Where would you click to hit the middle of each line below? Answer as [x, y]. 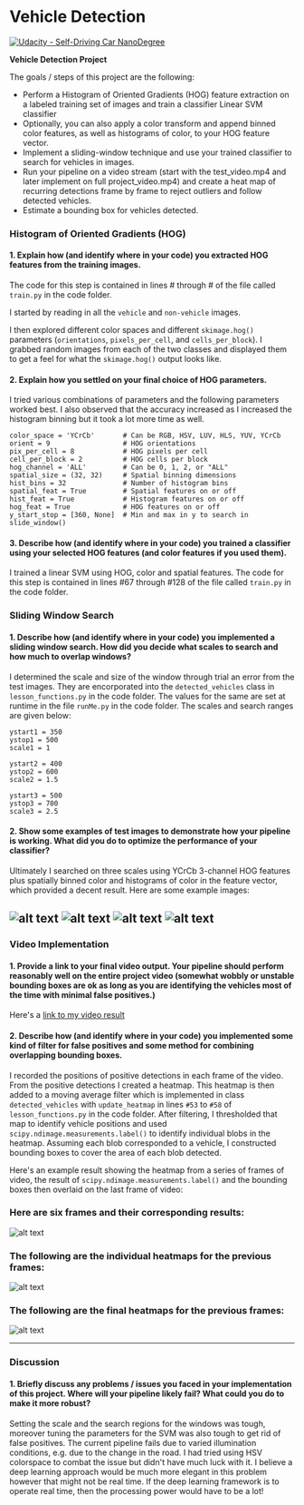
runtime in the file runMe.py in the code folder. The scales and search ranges [152, 706]
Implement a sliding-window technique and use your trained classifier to [157, 152]
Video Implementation [59, 944]
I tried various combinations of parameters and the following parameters [144, 400]
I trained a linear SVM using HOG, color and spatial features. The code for [147, 572]
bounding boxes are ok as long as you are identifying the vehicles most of [151, 985]
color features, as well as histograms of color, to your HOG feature [146, 132]
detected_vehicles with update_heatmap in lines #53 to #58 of [121, 1104]
